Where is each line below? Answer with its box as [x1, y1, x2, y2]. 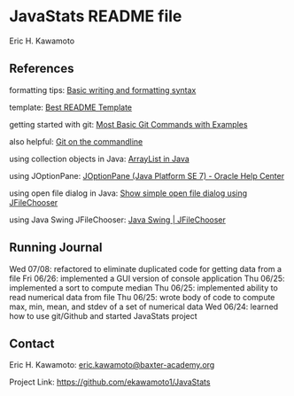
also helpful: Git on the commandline [9, 136, 143, 147]
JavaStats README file [9, 6, 182, 27]
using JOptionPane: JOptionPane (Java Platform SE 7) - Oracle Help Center [9, 170, 285, 181]
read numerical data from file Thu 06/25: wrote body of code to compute [9, 291, 275, 302]
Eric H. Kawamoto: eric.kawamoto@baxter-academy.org [9, 360, 215, 370]
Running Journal [9, 240, 103, 255]
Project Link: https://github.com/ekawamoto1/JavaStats [9, 377, 211, 387]
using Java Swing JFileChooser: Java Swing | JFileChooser [9, 214, 226, 225]
